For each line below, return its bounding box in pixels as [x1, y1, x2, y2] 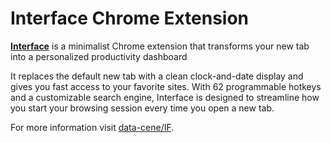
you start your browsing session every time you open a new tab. [10, 102, 275, 114]
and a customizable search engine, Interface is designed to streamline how [10, 91, 320, 103]
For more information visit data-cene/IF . [10, 121, 175, 133]
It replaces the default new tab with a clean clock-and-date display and [10, 70, 304, 82]
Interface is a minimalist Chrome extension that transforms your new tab [10, 40, 310, 52]
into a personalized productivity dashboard [10, 50, 188, 62]
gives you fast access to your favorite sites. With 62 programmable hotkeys [10, 80, 322, 92]
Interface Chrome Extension [10, 7, 250, 30]
